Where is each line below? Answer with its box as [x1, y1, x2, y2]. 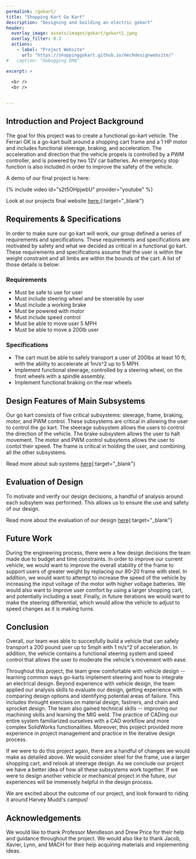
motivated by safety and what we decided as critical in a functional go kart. [6, 242, 187, 249]
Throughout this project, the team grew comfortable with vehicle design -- [6, 667, 185, 674]
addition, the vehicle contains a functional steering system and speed [6, 650, 174, 657]
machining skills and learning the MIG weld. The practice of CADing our [6, 711, 178, 718]
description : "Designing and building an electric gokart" [6, 19, 153, 25]
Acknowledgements [6, 813, 81, 823]
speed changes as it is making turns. [6, 605, 95, 612]
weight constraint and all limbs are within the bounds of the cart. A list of [6, 254, 181, 261]
